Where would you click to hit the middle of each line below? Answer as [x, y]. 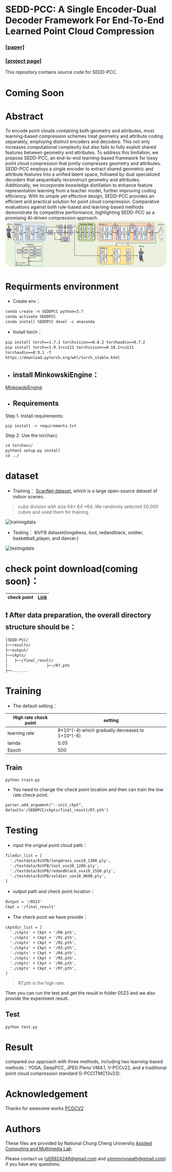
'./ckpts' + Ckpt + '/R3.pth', [43, 948]
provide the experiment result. [37, 999]
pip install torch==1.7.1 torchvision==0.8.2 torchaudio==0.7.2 [75, 342]
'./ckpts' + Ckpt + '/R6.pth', [43, 963]
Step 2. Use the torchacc [31, 435]
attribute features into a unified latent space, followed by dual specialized [83, 174]
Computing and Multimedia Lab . [39, 1148]
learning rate [21, 733]
